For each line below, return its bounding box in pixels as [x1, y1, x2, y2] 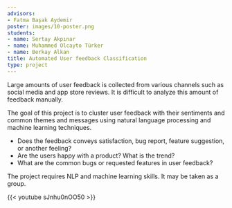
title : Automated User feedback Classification [7, 55, 148, 62]
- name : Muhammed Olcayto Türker [7, 42, 104, 49]
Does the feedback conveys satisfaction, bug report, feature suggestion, [17, 136, 225, 145]
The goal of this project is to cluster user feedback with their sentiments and [7, 108, 225, 117]
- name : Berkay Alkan [7, 49, 70, 56]
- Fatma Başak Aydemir [7, 17, 73, 23]
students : [7, 29, 36, 37]
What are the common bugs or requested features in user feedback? [17, 158, 213, 167]
